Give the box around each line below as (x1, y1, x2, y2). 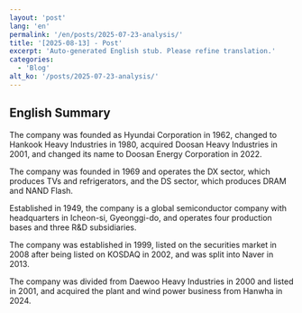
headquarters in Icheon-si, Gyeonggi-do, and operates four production (9, 212, 272, 223)
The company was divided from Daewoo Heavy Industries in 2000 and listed (9, 276, 294, 287)
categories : (9, 55, 54, 64)
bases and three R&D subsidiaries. (9, 222, 137, 233)
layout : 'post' (9, 13, 67, 23)
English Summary (9, 106, 111, 121)
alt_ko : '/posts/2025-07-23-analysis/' (9, 72, 160, 81)
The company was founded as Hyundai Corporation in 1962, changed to (9, 129, 278, 140)
